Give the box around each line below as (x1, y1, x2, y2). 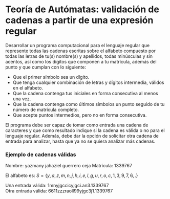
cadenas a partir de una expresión (5, 14, 154, 26)
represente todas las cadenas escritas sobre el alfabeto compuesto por (5, 48, 156, 54)
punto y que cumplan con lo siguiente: (5, 64, 86, 70)
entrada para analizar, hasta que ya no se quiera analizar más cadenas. (5, 138, 156, 144)
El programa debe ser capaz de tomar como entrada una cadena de (5, 122, 148, 128)
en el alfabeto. (12, 84, 44, 91)
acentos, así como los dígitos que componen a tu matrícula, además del (5, 58, 157, 64)
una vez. (12, 96, 31, 102)
